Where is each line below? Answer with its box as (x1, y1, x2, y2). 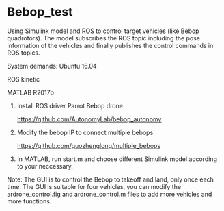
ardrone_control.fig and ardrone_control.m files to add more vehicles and (7, 190, 212, 198)
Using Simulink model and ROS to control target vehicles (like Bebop (7, 27, 199, 35)
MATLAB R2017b (7, 88, 55, 97)
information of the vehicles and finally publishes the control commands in (7, 41, 214, 49)
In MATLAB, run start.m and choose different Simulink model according (16, 155, 217, 163)
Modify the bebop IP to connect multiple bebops (16, 128, 154, 136)
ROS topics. (7, 49, 40, 57)
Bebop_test (7, 4, 73, 20)
